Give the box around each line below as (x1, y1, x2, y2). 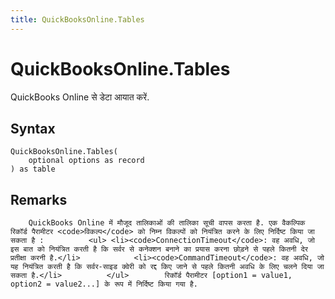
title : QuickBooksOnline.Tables (10, 14, 145, 25)
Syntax (10, 120, 56, 137)
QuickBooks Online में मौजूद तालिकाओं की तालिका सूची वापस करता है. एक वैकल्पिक (28, 218, 306, 228)
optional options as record (28, 156, 145, 166)
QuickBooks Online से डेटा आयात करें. (10, 91, 150, 103)
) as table (10, 164, 56, 175)
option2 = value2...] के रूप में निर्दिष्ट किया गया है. (10, 279, 198, 290)
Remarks (10, 191, 68, 208)
